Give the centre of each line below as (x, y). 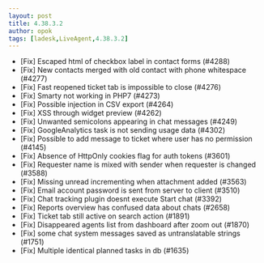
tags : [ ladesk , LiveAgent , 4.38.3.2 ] (68, 38)
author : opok (30, 31)
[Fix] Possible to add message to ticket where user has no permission (136, 139)
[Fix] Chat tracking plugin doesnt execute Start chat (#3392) (121, 199)
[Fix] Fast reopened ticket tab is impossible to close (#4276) (120, 87)
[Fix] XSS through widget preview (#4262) (91, 113)
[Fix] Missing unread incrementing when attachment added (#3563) (133, 182)
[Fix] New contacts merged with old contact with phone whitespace (133, 70)
